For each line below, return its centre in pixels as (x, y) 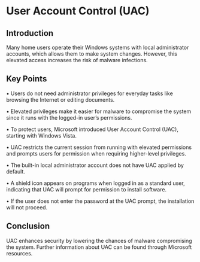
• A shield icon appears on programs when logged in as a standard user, (96, 183)
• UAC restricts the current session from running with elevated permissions (99, 147)
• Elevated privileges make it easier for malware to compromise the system (99, 111)
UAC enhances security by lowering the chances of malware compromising (99, 240)
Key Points (27, 79)
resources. (19, 253)
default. (16, 171)
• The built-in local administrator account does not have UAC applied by (95, 165)
